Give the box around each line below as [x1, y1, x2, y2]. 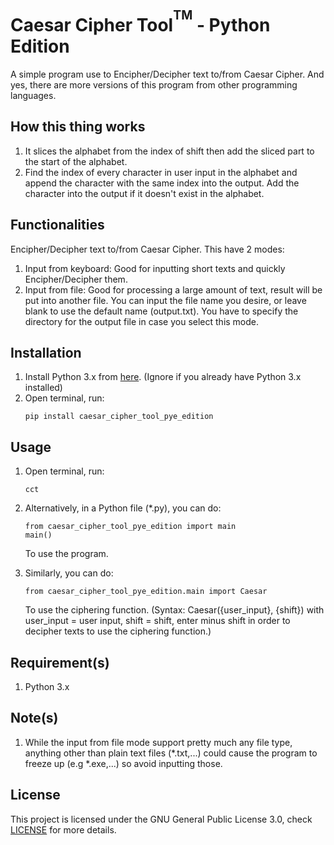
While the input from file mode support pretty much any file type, [24, 736, 293, 748]
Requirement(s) [10, 654, 110, 671]
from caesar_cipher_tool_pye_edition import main [24, 522, 237, 532]
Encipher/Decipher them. [24, 273, 128, 285]
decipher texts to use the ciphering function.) [24, 625, 212, 637]
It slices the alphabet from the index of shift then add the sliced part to [24, 145, 315, 157]
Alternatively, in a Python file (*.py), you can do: [24, 502, 222, 514]
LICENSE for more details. [10, 823, 117, 836]
